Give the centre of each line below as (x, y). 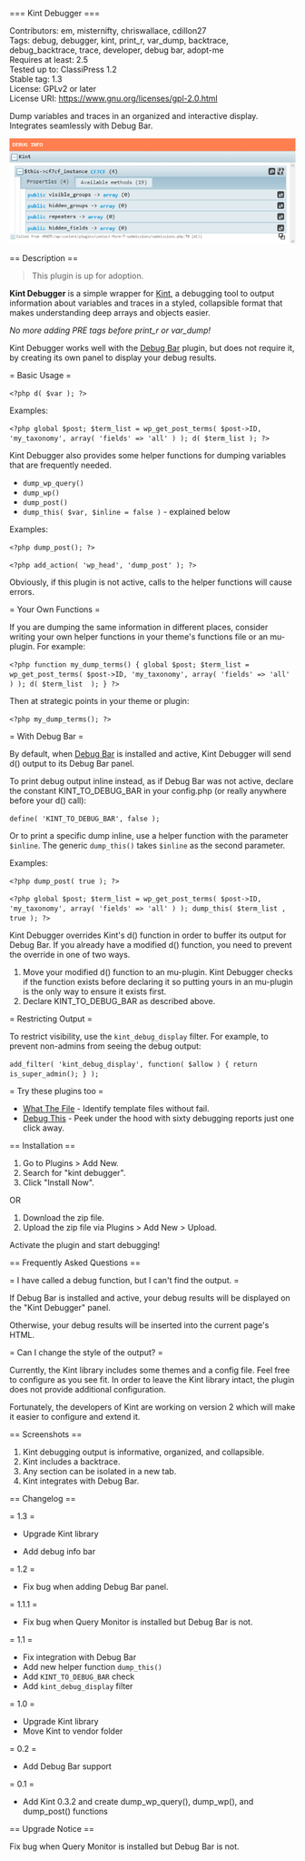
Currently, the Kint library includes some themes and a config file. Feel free (150, 1370)
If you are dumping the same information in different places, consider (139, 628)
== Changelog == (43, 1499)
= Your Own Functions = (55, 609)
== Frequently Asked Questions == (75, 1262)
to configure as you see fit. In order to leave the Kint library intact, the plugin (152, 1380)
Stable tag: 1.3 (36, 79)
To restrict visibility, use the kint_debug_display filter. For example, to (139, 1037)
